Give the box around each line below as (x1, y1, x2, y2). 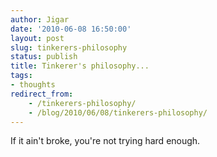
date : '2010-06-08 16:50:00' (10, 24, 132, 34)
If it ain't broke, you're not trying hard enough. (10, 135, 201, 147)
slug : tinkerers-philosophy (10, 42, 128, 53)
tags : (10, 71, 33, 81)
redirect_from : (10, 89, 74, 99)
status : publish (10, 52, 78, 62)
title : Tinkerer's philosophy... (10, 61, 150, 71)
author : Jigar (10, 14, 70, 25)
